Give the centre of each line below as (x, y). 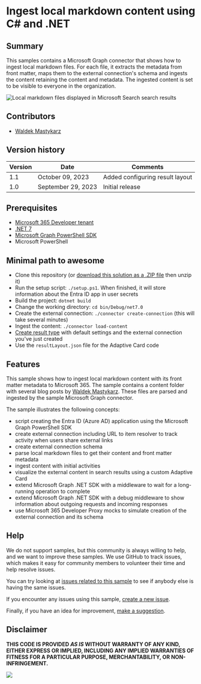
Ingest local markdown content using (101, 11)
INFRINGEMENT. (27, 663)
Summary (25, 46)
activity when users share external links (64, 441)
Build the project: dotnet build (53, 301)
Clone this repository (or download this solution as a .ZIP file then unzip (103, 275)
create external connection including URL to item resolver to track (96, 434)
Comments (148, 166)
